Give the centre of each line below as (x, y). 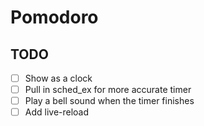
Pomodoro (54, 17)
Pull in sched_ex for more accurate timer (108, 90)
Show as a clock (58, 78)
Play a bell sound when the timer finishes (109, 101)
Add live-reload (57, 112)
